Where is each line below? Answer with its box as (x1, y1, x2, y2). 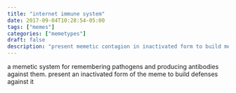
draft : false (7, 37, 46, 44)
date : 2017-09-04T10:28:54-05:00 (7, 17, 105, 24)
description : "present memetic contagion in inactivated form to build (7, 43, 221, 50)
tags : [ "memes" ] (7, 23, 55, 30)
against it (7, 77, 34, 85)
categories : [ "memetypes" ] (7, 30, 86, 37)
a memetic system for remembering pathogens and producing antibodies (7, 63, 219, 70)
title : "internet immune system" (7, 10, 105, 18)
